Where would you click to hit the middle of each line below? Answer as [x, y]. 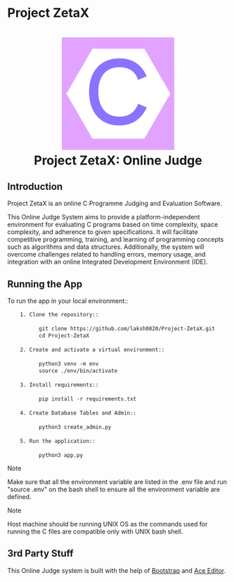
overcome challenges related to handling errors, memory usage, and [106, 254]
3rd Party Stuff [40, 554]
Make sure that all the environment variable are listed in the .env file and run [117, 482]
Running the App [45, 284]
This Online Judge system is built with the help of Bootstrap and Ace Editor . [117, 570]
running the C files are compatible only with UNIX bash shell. [95, 531]
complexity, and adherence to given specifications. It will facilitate [103, 232]
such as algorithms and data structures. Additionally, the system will [106, 247]
